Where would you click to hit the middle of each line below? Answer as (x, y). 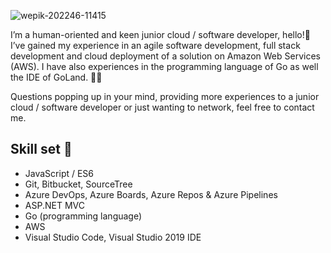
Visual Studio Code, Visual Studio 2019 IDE (113, 237)
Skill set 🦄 (41, 149)
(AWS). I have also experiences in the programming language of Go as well (164, 66)
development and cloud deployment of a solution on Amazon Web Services (165, 56)
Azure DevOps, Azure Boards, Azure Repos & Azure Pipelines (151, 194)
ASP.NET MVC (54, 205)
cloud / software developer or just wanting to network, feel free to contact (162, 107)
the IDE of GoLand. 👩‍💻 (56, 77)
